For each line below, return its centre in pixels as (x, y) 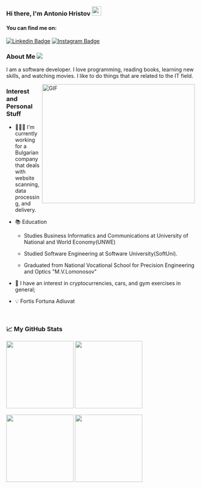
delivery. (25, 210)
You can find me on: (31, 28)
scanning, (27, 184)
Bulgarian (27, 152)
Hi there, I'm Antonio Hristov (48, 13)
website (25, 178)
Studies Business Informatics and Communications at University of (106, 235)
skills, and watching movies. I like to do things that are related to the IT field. (100, 76)
